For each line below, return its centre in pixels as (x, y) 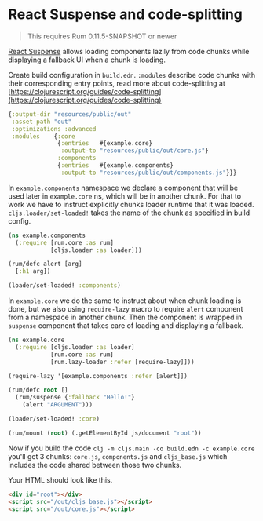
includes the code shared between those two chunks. (95, 465)
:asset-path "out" (42, 122)
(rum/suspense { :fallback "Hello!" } (75, 398)
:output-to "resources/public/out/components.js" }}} (149, 173)
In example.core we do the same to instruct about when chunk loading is (125, 301)
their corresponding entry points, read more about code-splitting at (117, 83)
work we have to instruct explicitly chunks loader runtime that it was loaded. (131, 204)
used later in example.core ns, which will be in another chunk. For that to (125, 196)
